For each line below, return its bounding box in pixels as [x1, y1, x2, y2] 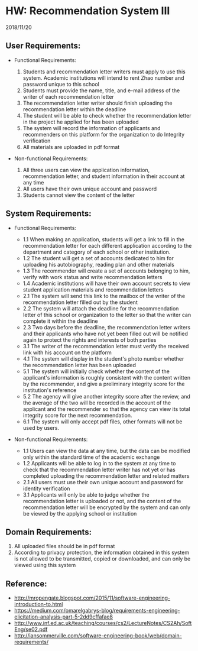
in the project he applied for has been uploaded [22, 118, 139, 125]
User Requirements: [5, 41, 81, 51]
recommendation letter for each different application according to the [22, 242, 192, 249]
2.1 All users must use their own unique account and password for [22, 478, 184, 485]
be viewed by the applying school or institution [22, 510, 137, 517]
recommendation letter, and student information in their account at [22, 173, 185, 180]
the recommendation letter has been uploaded [22, 361, 137, 368]
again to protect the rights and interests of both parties [22, 336, 157, 344]
